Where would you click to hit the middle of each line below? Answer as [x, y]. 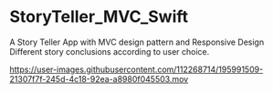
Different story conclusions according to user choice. [110, 51]
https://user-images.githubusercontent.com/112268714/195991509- [136, 69]
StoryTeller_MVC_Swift [99, 17]
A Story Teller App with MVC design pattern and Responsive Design [137, 42]
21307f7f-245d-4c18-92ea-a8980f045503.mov [99, 78]
